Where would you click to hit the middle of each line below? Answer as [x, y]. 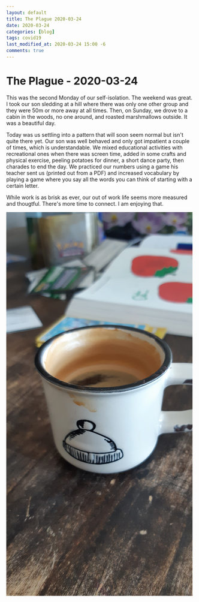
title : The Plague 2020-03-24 [44, 19]
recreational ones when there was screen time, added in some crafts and [97, 153]
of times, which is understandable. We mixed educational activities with [94, 148]
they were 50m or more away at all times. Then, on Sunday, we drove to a [97, 110]
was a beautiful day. [31, 123]
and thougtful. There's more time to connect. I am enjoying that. [85, 203]
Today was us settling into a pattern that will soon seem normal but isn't [95, 134]
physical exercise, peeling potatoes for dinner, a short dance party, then [95, 160]
